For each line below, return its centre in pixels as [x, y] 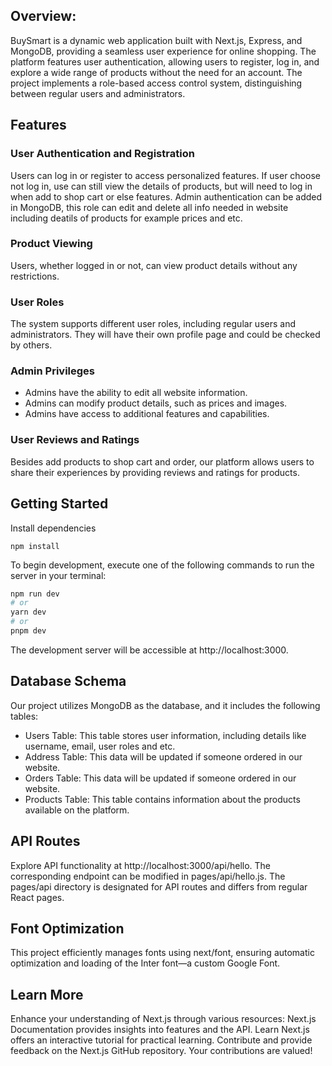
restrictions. [35, 276]
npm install [35, 546]
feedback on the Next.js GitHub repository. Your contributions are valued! [161, 1051]
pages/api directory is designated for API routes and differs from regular [159, 886]
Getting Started [59, 504]
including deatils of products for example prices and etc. [126, 218]
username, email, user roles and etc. [100, 746]
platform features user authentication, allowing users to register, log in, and [165, 61]
